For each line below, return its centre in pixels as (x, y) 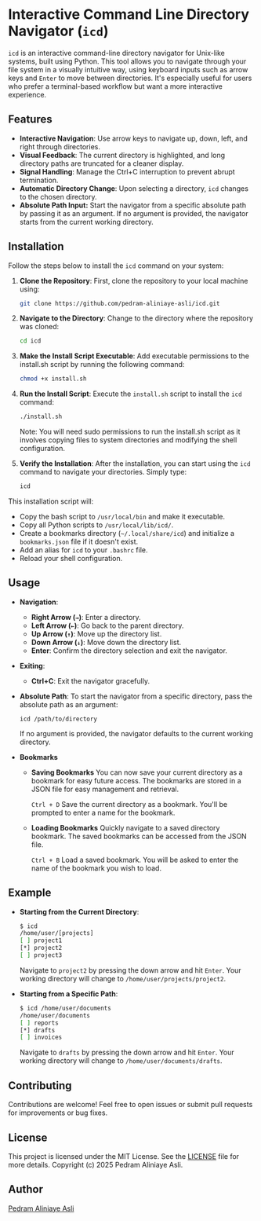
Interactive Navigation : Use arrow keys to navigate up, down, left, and (134, 138)
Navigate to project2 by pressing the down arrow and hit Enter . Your (130, 970)
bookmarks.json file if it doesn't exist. (79, 541)
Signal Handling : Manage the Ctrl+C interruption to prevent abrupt (127, 171)
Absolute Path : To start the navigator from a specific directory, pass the (136, 696)
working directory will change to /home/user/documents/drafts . (121, 1061)
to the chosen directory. (58, 196)
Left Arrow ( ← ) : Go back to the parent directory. (107, 625)
